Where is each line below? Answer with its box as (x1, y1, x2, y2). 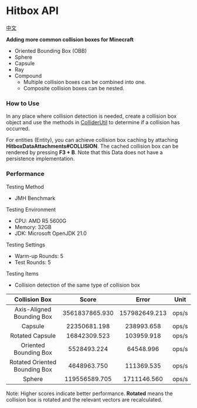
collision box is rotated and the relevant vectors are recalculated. (6, 396, 163, 403)
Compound (14, 72, 42, 79)
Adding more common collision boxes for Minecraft (6, 36, 134, 43)
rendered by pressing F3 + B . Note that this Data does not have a (6, 149, 163, 156)
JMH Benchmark (14, 195, 56, 202)
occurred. (6, 125, 30, 132)
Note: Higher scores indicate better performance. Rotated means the (6, 390, 173, 397)
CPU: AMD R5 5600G (14, 217, 67, 224)
